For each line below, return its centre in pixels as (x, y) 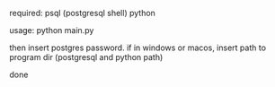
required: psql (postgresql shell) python (82, 13)
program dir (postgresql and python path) (86, 57)
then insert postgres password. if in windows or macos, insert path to (138, 48)
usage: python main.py (52, 30)
